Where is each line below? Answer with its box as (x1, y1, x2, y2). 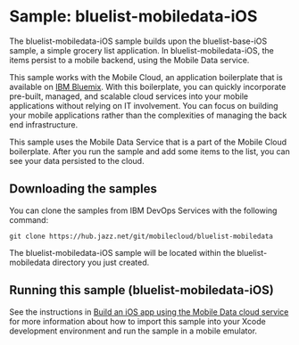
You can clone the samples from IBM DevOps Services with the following (9, 205, 278, 216)
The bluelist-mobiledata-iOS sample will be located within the (9, 247, 236, 258)
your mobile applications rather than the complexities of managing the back (9, 110, 287, 120)
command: (9, 214, 49, 225)
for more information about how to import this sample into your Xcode (9, 316, 266, 326)
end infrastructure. (9, 119, 79, 130)
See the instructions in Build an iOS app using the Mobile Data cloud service (9, 306, 289, 317)
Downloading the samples (9, 181, 158, 197)
